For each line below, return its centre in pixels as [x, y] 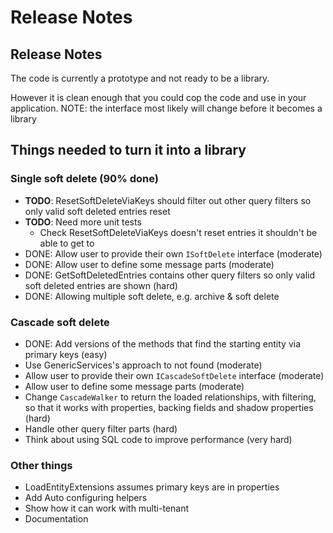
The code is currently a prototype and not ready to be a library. [140, 78]
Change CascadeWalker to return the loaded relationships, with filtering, [170, 397]
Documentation [56, 519]
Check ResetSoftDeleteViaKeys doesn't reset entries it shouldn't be [178, 232]
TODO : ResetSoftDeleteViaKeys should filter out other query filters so [168, 200]
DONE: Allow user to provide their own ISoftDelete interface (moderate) [173, 253]
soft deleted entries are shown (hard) [101, 285]
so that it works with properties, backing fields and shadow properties [169, 407]
